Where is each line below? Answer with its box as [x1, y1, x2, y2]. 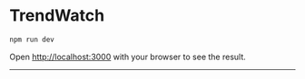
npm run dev [9, 35, 54, 44]
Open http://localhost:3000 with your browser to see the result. [9, 51, 247, 62]
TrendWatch [9, 5, 105, 26]
